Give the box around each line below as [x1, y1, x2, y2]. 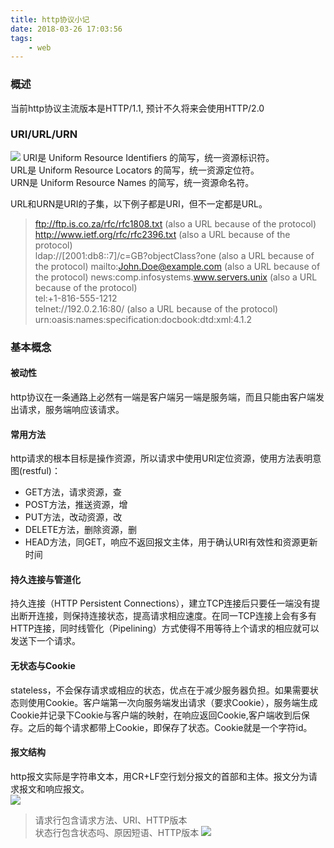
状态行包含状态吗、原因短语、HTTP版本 [34, 826, 200, 838]
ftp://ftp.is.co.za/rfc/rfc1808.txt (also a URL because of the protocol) [34, 217, 317, 230]
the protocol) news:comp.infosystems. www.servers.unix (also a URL [34, 271, 318, 283]
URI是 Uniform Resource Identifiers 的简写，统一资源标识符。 [22, 151, 275, 163]
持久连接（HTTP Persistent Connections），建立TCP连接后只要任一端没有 [10, 597, 312, 610]
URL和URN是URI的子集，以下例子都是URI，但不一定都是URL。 [10, 197, 268, 210]
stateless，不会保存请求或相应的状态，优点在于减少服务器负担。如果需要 [10, 684, 310, 696]
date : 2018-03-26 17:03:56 [10, 24, 123, 34]
